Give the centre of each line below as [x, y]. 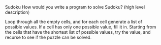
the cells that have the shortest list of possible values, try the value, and [78, 32]
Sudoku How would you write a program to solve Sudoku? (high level [75, 7]
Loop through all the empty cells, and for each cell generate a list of [74, 22]
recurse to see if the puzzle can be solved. [48, 37]
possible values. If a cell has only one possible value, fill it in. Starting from [80, 27]
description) [17, 12]
